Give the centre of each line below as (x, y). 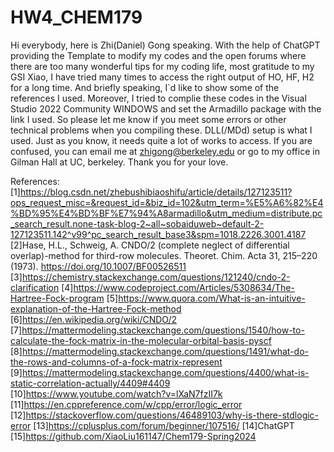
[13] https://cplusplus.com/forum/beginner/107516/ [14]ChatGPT (164, 425)
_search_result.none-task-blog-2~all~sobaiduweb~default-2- (137, 223)
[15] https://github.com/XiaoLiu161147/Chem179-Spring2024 (133, 436)
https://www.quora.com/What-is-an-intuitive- (212, 298)
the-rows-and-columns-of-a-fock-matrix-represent (116, 362)
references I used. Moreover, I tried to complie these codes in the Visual (158, 98)
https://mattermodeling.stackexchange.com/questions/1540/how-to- (163, 330)
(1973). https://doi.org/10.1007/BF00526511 (98, 266)
